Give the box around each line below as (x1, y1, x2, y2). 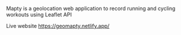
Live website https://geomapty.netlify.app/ (6, 23, 110, 29)
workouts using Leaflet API (6, 11, 72, 18)
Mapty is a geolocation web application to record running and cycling (6, 5, 176, 12)
